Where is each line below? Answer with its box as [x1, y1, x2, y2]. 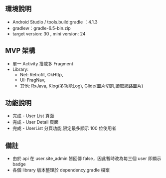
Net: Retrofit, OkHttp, [19, 71, 63, 77]
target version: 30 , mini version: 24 [12, 30, 86, 36]
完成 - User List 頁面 [12, 113, 54, 119]
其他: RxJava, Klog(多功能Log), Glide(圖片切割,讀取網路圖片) [19, 83, 144, 89]
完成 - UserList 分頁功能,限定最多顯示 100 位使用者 [12, 125, 117, 131]
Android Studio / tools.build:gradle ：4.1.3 [12, 19, 98, 25]
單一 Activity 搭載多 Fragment [12, 60, 74, 66]
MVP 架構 [5, 46, 35, 55]
